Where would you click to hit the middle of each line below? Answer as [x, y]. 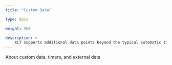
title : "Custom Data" [28, 10]
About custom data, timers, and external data [53, 57]
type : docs [17, 19]
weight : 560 [18, 29]
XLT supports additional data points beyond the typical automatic [88, 42]
